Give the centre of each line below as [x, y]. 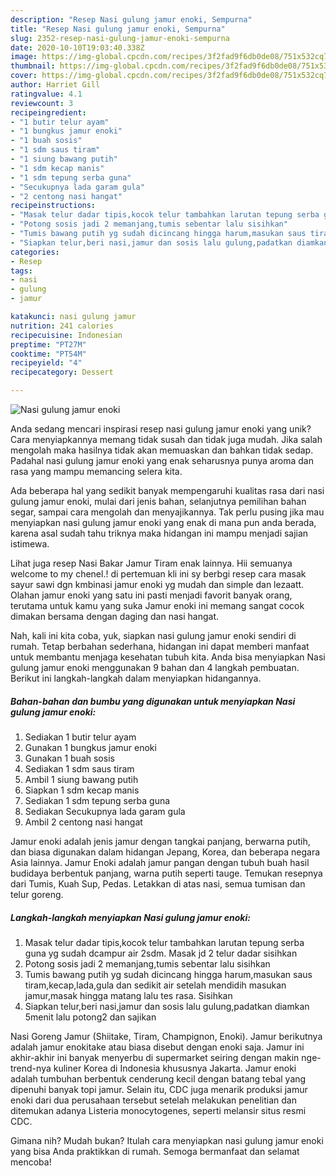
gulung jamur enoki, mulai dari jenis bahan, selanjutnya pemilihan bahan [158, 501]
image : [24, 57]
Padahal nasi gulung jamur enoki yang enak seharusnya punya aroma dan [162, 460]
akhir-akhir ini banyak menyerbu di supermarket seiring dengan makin [155, 1057]
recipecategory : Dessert [62, 372]
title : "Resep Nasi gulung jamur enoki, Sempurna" [118, 29]
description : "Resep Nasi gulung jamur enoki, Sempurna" [131, 19]
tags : [21, 271]
